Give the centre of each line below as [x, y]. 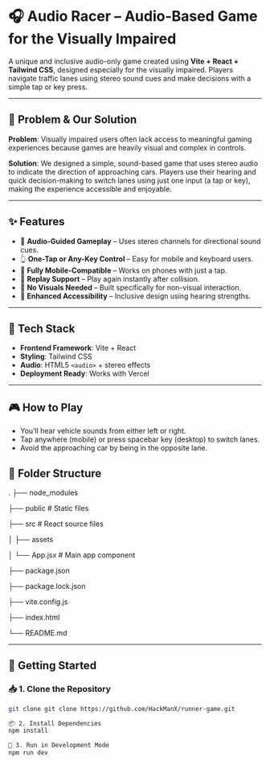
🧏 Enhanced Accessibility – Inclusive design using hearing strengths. [135, 296]
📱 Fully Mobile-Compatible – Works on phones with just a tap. [123, 270]
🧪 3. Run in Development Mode [59, 746]
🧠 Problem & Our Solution [73, 119]
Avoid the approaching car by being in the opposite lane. [114, 448]
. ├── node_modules [43, 493]
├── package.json [39, 570]
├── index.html [34, 617]
